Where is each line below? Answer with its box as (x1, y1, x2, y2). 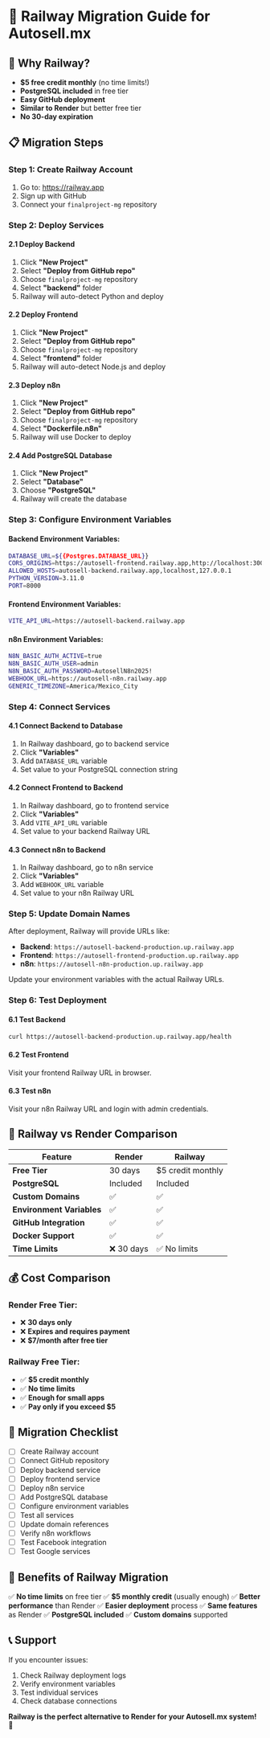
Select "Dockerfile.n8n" (19, 423, 103, 433)
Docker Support (12, 1229, 75, 1241)
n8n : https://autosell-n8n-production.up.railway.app (19, 959, 203, 969)
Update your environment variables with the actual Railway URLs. (8, 975, 225, 984)
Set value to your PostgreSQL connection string (19, 764, 178, 774)
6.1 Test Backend (8, 1014, 66, 1024)
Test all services (19, 1510, 75, 1519)
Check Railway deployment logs (19, 1671, 127, 1680)
